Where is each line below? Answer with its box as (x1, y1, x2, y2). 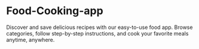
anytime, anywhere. (6, 36, 55, 43)
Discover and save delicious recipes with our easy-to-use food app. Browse (6, 24, 193, 31)
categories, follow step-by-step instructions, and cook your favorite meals (6, 30, 189, 37)
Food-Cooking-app (6, 4, 103, 18)
